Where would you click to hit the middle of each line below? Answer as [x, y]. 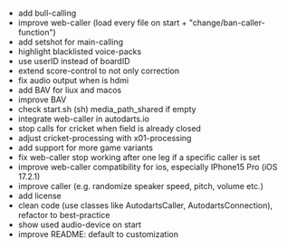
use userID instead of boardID [74, 61]
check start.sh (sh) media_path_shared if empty [107, 109]
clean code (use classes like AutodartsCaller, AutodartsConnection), [145, 205]
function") [37, 32]
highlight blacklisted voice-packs [80, 52]
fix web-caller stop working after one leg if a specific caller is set [139, 157]
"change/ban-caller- [227, 23]
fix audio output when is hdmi [73, 80]
